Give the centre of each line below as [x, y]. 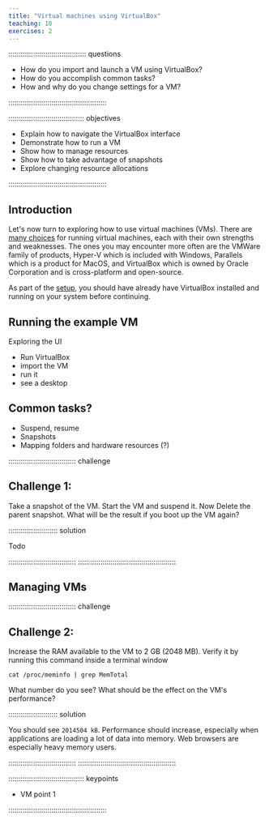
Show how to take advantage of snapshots [92, 160]
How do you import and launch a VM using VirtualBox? [111, 70]
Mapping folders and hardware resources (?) [95, 445]
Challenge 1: [40, 487]
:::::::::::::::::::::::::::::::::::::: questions [65, 54]
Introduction [41, 209]
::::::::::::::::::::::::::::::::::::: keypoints [64, 779]
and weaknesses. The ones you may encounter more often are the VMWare [134, 246]
